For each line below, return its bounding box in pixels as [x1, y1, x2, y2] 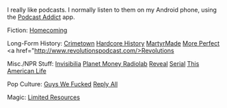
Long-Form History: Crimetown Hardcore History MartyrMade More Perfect [7, 39, 220, 47]
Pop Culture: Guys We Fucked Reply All [7, 80, 118, 88]
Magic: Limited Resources [7, 93, 81, 101]
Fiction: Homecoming [7, 26, 68, 34]
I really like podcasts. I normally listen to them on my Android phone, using [7, 6, 217, 14]
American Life [7, 67, 46, 75]
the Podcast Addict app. [7, 13, 75, 21]
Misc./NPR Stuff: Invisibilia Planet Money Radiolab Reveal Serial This [7, 60, 200, 67]
